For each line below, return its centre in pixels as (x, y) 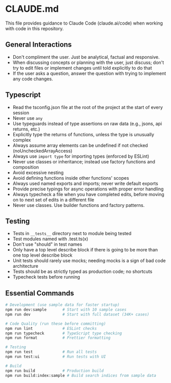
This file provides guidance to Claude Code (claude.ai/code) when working (84, 23)
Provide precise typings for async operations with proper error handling (88, 189)
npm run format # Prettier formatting (58, 338)
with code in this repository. (34, 28)
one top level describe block (42, 255)
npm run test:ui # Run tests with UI (56, 357)
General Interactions (39, 45)
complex (22, 140)
